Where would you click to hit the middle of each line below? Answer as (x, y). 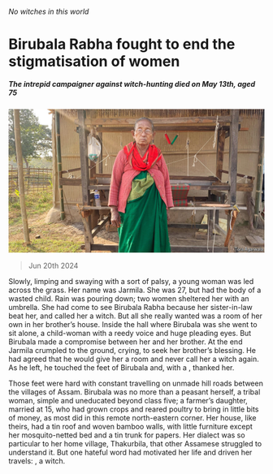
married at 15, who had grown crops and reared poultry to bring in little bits (134, 409)
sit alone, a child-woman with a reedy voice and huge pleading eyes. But (130, 334)
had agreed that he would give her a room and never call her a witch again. (134, 359)
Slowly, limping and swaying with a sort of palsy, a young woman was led (131, 282)
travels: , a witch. (37, 461)
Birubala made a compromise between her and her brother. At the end (126, 342)
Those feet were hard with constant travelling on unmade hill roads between (136, 384)
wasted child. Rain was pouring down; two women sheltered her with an (129, 299)
